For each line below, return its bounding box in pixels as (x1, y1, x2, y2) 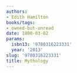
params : (6, 36, 25, 42)
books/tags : (6, 19, 35, 25)
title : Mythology (6, 58, 49, 64)
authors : (6, 8, 28, 15)
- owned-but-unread (6, 25, 54, 31)
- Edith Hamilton (6, 14, 49, 20)
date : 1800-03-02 (6, 31, 49, 36)
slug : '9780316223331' (6, 52, 62, 58)
